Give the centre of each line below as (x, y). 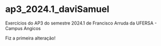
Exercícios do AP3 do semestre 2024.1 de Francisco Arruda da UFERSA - (81, 23)
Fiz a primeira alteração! (30, 38)
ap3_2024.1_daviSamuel (57, 9)
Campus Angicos (23, 28)
